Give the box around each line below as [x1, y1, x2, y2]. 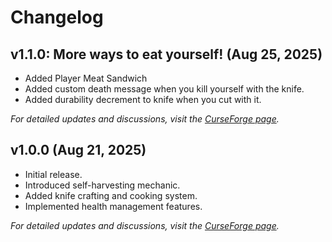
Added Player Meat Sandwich [24, 72, 148, 84]
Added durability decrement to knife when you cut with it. [24, 94, 262, 105]
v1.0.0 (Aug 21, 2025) [10, 142, 147, 159]
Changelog [10, 6, 104, 29]
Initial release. [24, 168, 83, 180]
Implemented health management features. [24, 200, 203, 212]
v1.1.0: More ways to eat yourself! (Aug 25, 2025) [10, 46, 323, 63]
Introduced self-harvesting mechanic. [24, 179, 181, 191]
